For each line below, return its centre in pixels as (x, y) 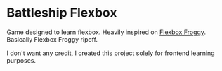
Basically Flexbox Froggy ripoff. (52, 39)
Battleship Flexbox (62, 13)
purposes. (21, 60)
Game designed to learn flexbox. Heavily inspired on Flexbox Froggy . (106, 32)
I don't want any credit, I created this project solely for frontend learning (111, 53)
